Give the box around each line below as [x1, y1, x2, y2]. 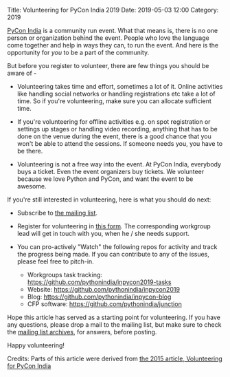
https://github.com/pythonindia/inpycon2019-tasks [27, 278, 172, 286]
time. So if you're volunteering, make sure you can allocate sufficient [16, 97, 211, 105]
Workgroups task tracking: [27, 271, 103, 279]
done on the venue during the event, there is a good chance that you [16, 132, 211, 140]
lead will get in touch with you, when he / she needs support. [16, 230, 190, 237]
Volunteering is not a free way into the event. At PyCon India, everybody [16, 160, 222, 168]
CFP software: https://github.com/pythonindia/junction [27, 300, 182, 308]
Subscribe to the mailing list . [16, 209, 98, 217]
